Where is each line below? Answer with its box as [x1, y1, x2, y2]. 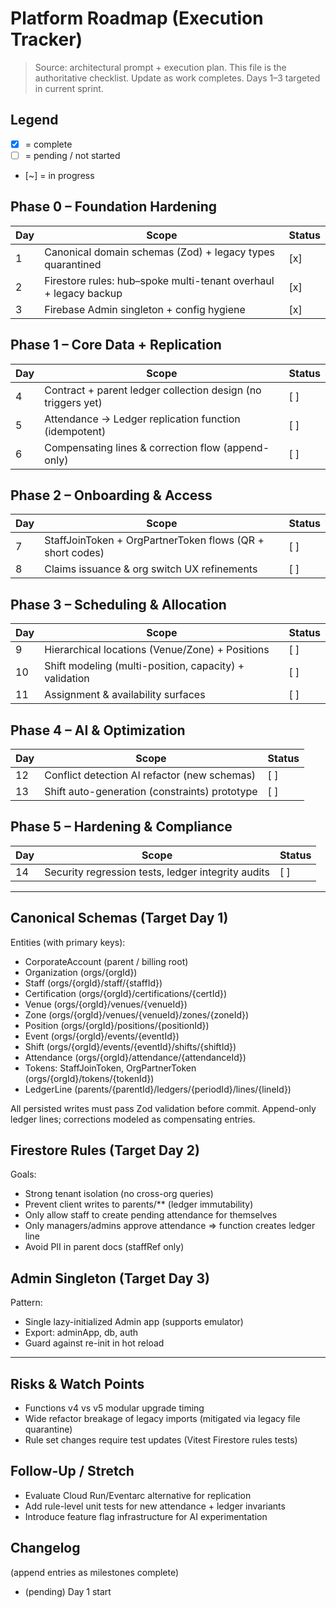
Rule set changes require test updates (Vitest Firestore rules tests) [24, 1434, 298, 1446]
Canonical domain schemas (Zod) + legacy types [44, 245, 275, 259]
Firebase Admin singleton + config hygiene [44, 302, 246, 316]
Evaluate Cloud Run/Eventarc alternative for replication [24, 1489, 252, 1501]
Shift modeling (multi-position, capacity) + [44, 659, 245, 673]
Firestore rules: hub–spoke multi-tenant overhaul [44, 273, 275, 287]
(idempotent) [44, 424, 107, 438]
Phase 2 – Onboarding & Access [10, 487, 213, 504]
